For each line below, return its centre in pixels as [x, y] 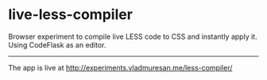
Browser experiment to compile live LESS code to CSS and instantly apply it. [133, 36]
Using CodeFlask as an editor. [57, 44]
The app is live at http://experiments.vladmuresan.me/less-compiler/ [120, 67]
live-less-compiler [71, 15]
